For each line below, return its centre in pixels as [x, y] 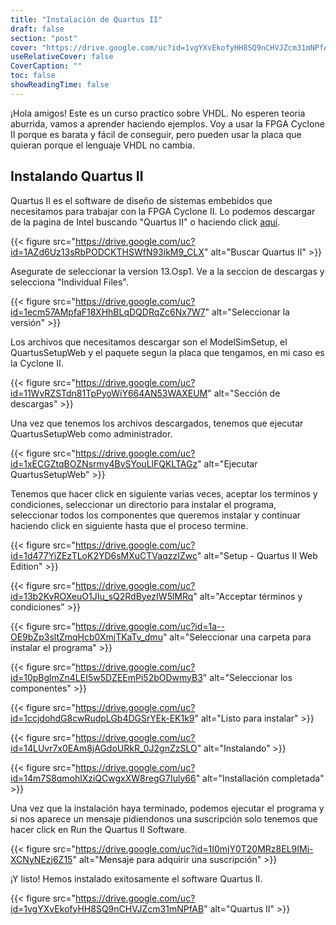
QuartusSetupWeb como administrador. [91, 433]
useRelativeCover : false [62, 57]
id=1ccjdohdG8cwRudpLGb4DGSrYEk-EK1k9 [102, 718]
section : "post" [44, 38]
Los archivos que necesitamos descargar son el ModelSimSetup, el [149, 342]
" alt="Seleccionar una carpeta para [237, 637]
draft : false [37, 29]
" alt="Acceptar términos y [248, 596]
